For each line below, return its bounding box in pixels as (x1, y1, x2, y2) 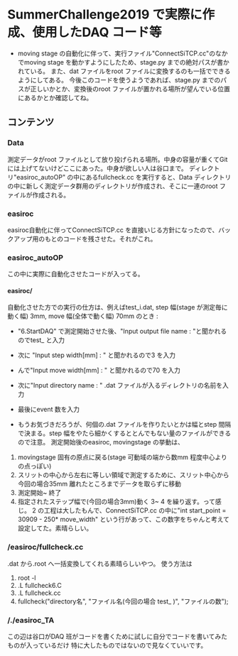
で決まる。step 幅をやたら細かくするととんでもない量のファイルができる (17, 429, 232, 437)
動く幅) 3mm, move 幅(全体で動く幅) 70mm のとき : (7, 312, 158, 320)
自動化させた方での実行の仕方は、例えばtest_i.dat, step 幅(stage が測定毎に (7, 303, 229, 312)
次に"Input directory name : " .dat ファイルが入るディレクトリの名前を (17, 381, 222, 390)
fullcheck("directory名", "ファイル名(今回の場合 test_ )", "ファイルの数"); (17, 597, 229, 606)
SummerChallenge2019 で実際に (7, 6, 202, 23)
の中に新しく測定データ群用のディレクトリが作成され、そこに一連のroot (7, 182, 218, 190)
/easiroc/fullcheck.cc (7, 542, 84, 552)
